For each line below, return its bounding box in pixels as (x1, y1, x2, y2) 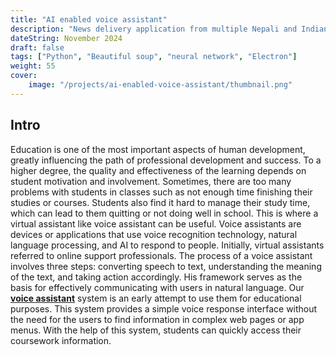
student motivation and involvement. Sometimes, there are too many (10, 175, 292, 187)
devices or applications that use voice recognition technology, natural (10, 228, 298, 240)
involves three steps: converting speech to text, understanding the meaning (10, 260, 322, 272)
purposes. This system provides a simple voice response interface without (10, 302, 318, 315)
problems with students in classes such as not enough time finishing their (10, 186, 313, 198)
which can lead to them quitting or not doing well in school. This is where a (10, 207, 319, 219)
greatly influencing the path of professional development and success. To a (10, 154, 322, 166)
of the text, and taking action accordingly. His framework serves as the (10, 271, 303, 283)
